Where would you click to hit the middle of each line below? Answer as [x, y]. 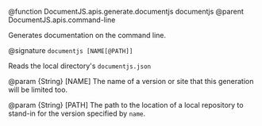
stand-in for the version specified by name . [77, 113]
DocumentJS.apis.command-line [62, 20]
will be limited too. [38, 90]
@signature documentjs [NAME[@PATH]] [71, 50]
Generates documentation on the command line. [87, 35]
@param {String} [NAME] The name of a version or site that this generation [131, 81]
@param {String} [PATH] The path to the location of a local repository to [126, 105]
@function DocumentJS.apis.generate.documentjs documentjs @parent [126, 11]
